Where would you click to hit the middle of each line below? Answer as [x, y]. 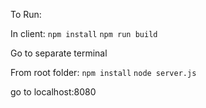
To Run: [26, 14]
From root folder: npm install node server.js [103, 72]
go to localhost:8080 [53, 92]
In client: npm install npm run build [84, 33]
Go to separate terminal [59, 53]
